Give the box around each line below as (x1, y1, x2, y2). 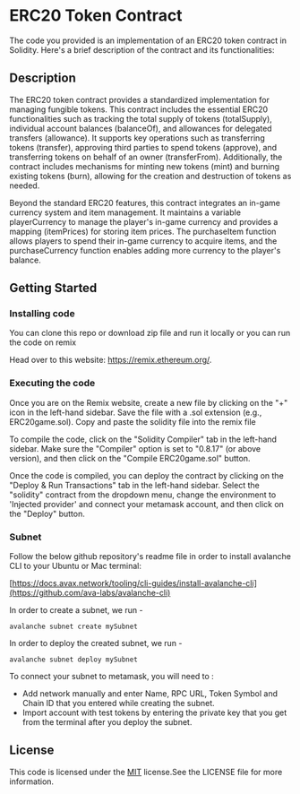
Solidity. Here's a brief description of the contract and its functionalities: (9, 44, 275, 55)
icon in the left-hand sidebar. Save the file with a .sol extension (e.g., (9, 407, 262, 418)
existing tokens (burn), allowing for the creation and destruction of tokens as (9, 170, 292, 181)
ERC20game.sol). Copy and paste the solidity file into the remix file (9, 416, 257, 427)
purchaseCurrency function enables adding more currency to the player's (9, 245, 281, 255)
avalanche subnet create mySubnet (9, 622, 139, 632)
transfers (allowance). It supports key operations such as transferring (9, 132, 266, 143)
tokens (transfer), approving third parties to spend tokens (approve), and (9, 142, 278, 152)
